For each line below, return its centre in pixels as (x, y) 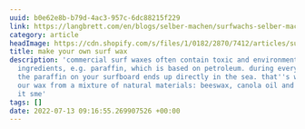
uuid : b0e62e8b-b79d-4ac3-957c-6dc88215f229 (95, 18)
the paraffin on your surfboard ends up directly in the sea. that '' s (154, 77)
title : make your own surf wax (69, 52)
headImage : (30, 43)
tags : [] (26, 102)
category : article (44, 35)
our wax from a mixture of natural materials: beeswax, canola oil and (156, 85)
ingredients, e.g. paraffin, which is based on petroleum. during (146, 69)
